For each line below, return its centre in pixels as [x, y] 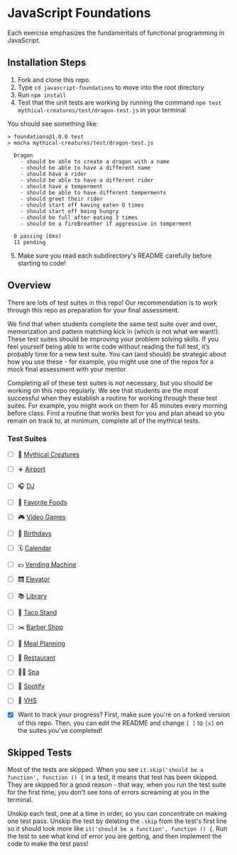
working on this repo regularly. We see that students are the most [103, 390]
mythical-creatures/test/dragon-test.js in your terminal [102, 110]
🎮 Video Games [42, 517]
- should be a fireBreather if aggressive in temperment [106, 224]
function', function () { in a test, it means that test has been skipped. [113, 777]
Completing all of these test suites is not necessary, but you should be [110, 383]
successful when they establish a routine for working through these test [112, 398]
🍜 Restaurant [37, 658]
